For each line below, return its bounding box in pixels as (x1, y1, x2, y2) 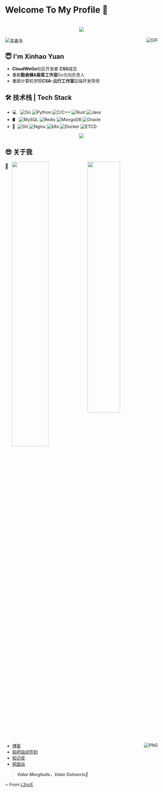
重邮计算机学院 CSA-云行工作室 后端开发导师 (12, 78, 100, 84)
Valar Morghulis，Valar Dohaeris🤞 (16, 771, 88, 777)
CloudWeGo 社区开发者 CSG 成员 (12, 66, 78, 72)
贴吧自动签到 (12, 749, 38, 755)
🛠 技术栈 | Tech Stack (5, 93, 72, 102)
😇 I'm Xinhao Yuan (5, 52, 65, 60)
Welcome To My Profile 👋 (5, 4, 108, 16)
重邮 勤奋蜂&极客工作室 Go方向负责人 (12, 72, 85, 77)
